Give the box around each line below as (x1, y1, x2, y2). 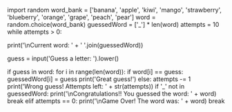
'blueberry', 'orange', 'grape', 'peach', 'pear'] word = (7, 13, 156, 21)
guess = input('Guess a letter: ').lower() (7, 54, 119, 63)
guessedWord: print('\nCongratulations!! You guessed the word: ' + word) (7, 89, 217, 98)
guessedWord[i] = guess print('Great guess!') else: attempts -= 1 (7, 75, 191, 83)
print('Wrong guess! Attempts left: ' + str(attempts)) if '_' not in (7, 82, 185, 90)
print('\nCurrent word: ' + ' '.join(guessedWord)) (7, 41, 144, 49)
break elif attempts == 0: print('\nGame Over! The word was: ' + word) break (7, 97, 225, 105)
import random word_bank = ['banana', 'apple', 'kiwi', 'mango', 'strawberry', (7, 6, 222, 14)
